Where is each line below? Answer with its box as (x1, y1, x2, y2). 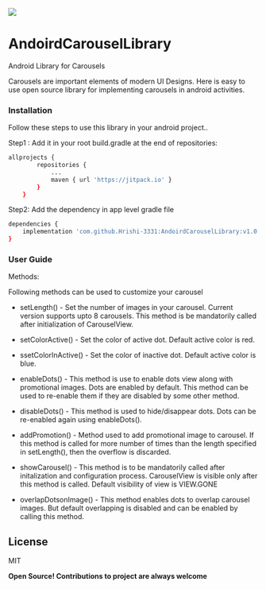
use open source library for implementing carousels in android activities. (8, 84, 245, 95)
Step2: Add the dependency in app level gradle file (8, 205, 175, 215)
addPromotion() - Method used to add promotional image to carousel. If (19, 430, 254, 440)
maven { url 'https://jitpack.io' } (50, 176, 172, 184)
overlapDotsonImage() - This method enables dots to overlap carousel (19, 495, 250, 505)
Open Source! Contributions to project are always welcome (8, 572, 208, 581)
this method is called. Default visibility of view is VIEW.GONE (19, 479, 218, 489)
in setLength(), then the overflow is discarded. (19, 448, 172, 457)
